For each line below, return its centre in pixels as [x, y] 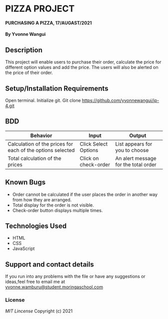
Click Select [94, 144]
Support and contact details [49, 264]
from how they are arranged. [42, 199]
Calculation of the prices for [40, 144]
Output [138, 135]
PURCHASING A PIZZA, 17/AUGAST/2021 [48, 22]
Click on [89, 158]
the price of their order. [29, 72]
